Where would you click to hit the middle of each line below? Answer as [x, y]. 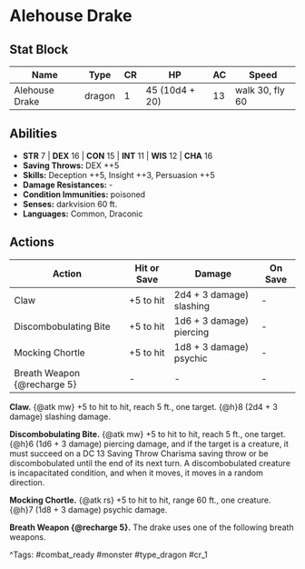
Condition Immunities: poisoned [84, 194]
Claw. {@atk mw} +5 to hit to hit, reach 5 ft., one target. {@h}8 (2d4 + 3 [144, 406]
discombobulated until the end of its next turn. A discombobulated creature [150, 463]
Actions [32, 242]
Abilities [33, 134]
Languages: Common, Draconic [83, 214]
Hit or [147, 267]
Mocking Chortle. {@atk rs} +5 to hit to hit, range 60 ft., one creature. [140, 500]
